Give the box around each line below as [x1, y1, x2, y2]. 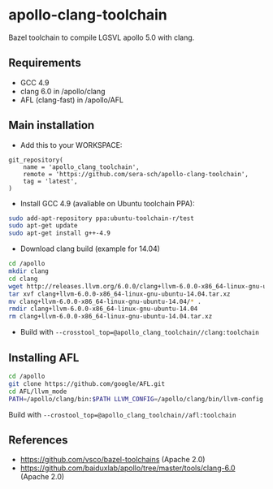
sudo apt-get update [8, 222, 79, 230]
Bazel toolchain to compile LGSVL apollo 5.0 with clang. [8, 32, 195, 42]
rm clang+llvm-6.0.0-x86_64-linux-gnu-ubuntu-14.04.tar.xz [8, 313, 213, 321]
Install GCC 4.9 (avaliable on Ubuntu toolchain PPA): [19, 198, 195, 208]
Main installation [8, 119, 95, 132]
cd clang [8, 275, 38, 283]
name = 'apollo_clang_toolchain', [23, 162, 140, 171]
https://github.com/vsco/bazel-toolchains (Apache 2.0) [19, 455, 206, 465]
